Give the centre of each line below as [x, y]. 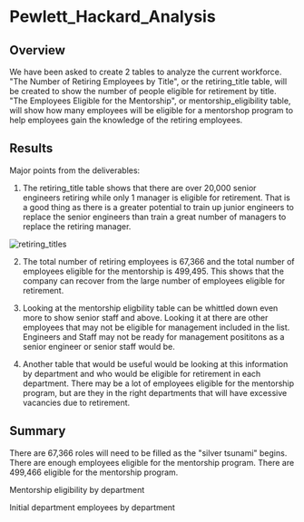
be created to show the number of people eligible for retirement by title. [143, 91]
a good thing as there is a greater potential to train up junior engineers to [158, 207]
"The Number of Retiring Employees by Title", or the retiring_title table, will [148, 82]
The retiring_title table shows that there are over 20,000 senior [139, 188]
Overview [38, 50]
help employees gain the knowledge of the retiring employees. [126, 120]
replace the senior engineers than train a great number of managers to [154, 217]
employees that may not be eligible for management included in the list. [156, 327]
